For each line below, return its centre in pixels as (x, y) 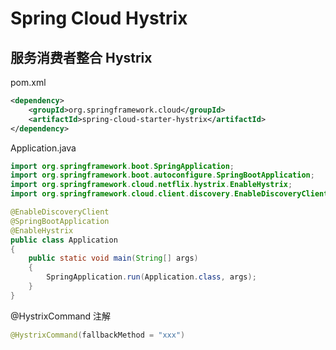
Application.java (43, 148)
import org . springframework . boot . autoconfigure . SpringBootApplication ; (162, 175)
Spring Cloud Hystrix (99, 18)
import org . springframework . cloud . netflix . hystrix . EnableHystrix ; (151, 185)
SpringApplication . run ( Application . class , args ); (151, 277)
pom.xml (28, 82)
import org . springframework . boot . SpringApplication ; (122, 166)
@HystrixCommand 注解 (61, 316)
